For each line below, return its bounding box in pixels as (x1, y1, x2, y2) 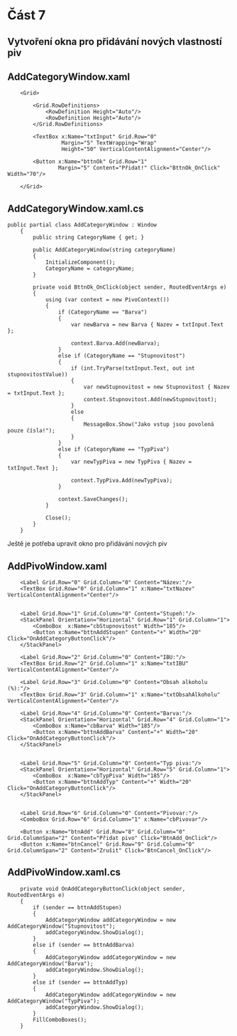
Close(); (45, 514, 72, 522)
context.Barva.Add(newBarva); (70, 340, 160, 347)
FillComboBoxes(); (33, 1016, 87, 1023)
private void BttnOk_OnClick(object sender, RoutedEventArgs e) (33, 284, 227, 291)
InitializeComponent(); (45, 259, 116, 266)
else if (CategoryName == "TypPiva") (57, 446, 170, 453)
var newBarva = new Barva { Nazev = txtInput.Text (70, 321, 224, 328)
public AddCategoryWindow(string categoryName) (33, 247, 176, 254)
